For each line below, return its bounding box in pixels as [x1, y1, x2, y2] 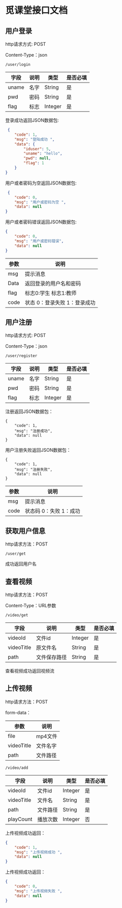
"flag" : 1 [23, 161, 44, 166]
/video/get [5, 612, 28, 617]
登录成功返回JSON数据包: [5, 117, 59, 123]
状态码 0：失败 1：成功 [24, 508, 80, 515]
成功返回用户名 [5, 561, 37, 567]
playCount [8, 815, 33, 822]
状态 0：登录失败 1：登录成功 [24, 299, 96, 306]
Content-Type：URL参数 [5, 602, 56, 608]
